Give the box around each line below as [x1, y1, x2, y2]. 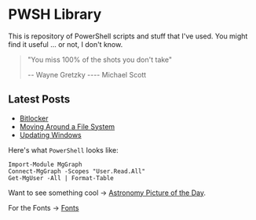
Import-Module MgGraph [8, 160, 82, 168]
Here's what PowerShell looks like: [8, 145, 119, 154]
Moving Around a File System [19, 121, 115, 131]
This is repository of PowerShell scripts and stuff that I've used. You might [8, 31, 248, 41]
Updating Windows [19, 130, 82, 139]
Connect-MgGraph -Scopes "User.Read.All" [8, 167, 146, 175]
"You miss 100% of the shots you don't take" [27, 55, 173, 64]
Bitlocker [19, 114, 49, 123]
